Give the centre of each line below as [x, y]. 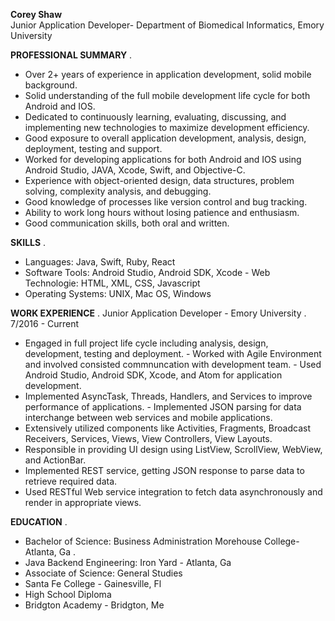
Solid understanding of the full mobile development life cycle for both [167, 95]
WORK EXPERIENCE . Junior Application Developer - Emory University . [158, 313]
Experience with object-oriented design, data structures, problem [159, 180]
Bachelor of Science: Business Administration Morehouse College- [162, 541]
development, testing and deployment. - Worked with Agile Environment [173, 353]
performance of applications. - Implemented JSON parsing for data [163, 407]
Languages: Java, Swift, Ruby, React [100, 262]
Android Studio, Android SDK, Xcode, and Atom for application [153, 375]
